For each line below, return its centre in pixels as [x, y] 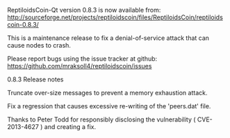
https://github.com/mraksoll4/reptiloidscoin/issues [80, 66]
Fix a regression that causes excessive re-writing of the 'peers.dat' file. [109, 106]
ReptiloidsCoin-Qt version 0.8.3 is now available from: [84, 10]
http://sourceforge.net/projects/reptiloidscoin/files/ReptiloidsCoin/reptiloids [115, 17]
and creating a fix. [70, 127]
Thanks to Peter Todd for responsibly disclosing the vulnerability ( [101, 119]
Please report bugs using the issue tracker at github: [82, 59]
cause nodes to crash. [39, 45]
